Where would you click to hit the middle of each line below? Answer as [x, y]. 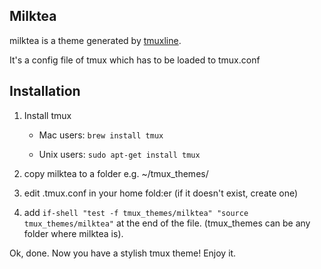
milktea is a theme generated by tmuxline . [95, 40]
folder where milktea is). [73, 233]
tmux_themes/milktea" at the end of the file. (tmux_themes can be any [167, 223]
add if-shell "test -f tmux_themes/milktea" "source [136, 212]
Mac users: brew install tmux [101, 135]
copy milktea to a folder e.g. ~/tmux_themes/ [116, 173]
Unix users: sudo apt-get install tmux [119, 154]
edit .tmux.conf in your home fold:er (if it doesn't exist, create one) [161, 193]
